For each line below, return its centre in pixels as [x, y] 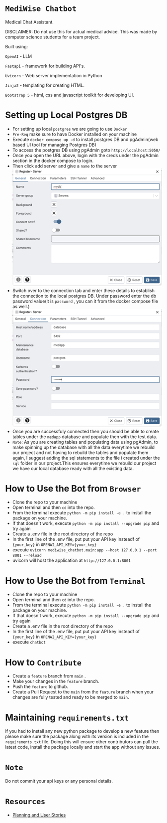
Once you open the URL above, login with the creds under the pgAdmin [85, 155]
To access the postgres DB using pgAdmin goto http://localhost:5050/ [86, 150]
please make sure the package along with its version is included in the [77, 737]
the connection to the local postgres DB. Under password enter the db [84, 296]
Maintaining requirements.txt [67, 717]
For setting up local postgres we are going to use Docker [70, 129]
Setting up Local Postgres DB [66, 115]
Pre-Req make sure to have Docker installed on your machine [75, 134]
